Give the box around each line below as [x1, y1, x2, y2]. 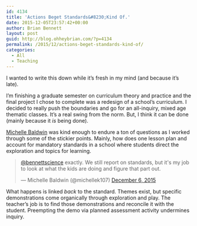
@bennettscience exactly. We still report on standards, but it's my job [20, 159, 190, 166]
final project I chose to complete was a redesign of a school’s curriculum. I [6, 98, 187, 105]
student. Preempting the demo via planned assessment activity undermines [6, 207, 190, 214]
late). [6, 80, 19, 87]
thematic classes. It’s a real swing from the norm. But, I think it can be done [6, 110, 189, 118]
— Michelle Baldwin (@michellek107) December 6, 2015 [20, 176, 156, 184]
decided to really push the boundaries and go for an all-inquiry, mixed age [6, 104, 186, 112]
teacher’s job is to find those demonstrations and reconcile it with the [6, 200, 175, 207]
